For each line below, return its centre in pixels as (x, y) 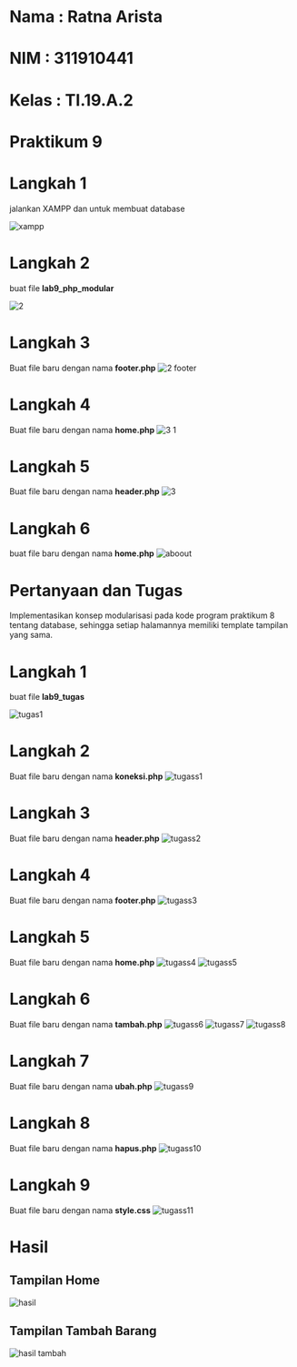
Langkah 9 (50, 1185)
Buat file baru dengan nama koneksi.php (86, 776)
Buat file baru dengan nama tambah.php (86, 1024)
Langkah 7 (49, 1061)
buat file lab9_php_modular (62, 288)
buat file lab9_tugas (47, 697)
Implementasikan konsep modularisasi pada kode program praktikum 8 (142, 615)
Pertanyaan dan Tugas (96, 590)
